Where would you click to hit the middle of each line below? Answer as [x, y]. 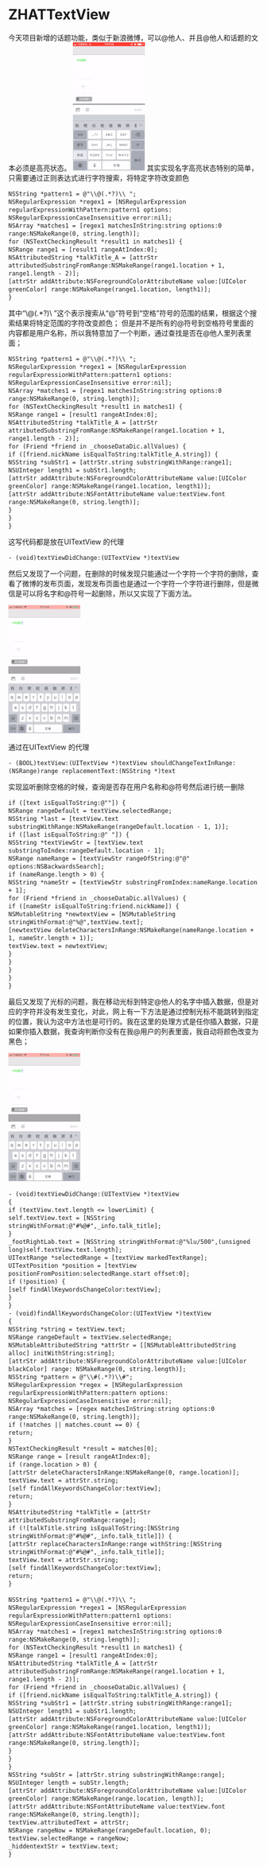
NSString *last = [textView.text [64, 818]
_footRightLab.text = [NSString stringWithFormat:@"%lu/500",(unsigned [129, 1242]
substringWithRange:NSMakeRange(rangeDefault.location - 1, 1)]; [118, 826]
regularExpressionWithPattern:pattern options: [89, 1393]
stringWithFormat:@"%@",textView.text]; [76, 922]
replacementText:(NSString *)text [119, 771]
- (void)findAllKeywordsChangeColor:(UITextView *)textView [110, 1313]
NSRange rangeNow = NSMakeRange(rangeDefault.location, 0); [110, 1830]
